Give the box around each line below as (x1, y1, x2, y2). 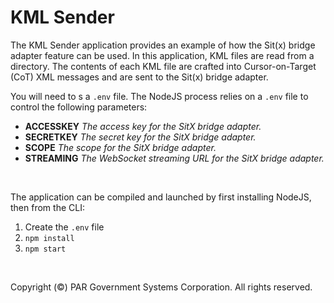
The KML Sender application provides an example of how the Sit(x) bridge (10, 39, 316, 51)
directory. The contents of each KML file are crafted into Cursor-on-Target (10, 60, 317, 72)
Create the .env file (24, 221, 105, 233)
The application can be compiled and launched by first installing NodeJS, (10, 191, 312, 203)
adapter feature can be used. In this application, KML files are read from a (10, 49, 315, 61)
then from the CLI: (10, 201, 85, 213)
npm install (24, 233, 75, 243)
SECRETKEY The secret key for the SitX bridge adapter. (24, 131, 257, 143)
